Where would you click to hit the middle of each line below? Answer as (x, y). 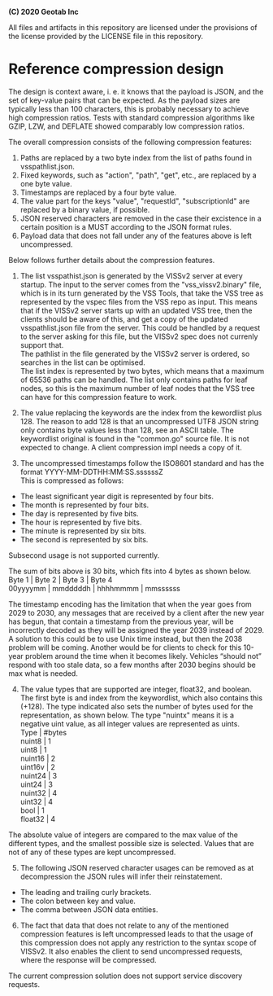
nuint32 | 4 (39, 792)
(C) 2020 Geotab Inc (43, 12)
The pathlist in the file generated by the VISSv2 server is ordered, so (135, 353)
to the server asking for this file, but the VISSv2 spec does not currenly (139, 336)
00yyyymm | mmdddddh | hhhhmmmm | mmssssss (94, 588)
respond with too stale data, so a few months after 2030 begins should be (132, 665)
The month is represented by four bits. (84, 505)
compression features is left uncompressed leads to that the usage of (136, 934)
